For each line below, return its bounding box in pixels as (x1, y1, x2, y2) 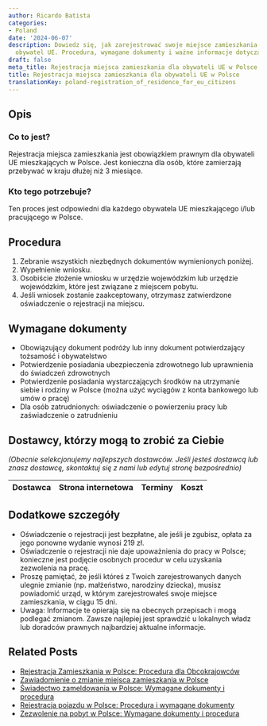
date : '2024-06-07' (8, 33, 73, 42)
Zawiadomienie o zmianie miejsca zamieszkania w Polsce (19, 674, 209, 684)
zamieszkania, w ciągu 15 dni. (19, 597, 118, 606)
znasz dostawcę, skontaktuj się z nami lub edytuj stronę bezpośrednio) (8, 462, 242, 473)
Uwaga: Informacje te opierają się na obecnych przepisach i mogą (19, 605, 237, 615)
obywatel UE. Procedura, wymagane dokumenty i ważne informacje (15, 48, 233, 56)
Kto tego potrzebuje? (8, 186, 91, 197)
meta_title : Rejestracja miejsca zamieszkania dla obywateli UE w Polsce (8, 64, 258, 71)
